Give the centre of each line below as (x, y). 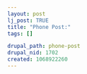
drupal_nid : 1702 (33, 53)
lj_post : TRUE (28, 20)
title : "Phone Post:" (39, 27)
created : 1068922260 (38, 60)
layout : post (27, 14)
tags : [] (20, 33)
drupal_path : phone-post (44, 47)
